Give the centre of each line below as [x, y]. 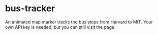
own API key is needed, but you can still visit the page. [60, 27]
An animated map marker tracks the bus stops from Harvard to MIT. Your [79, 22]
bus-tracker [30, 9]
